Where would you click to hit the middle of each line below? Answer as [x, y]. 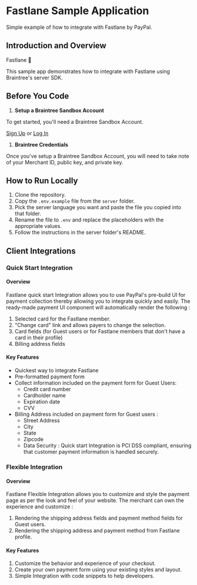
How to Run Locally [42, 181]
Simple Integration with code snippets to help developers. [84, 576]
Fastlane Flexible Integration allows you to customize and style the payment [98, 494]
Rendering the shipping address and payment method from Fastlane [97, 531]
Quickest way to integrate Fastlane [56, 371]
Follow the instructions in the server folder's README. [80, 232]
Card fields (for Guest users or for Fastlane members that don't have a [100, 331]
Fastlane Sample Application [78, 11]
